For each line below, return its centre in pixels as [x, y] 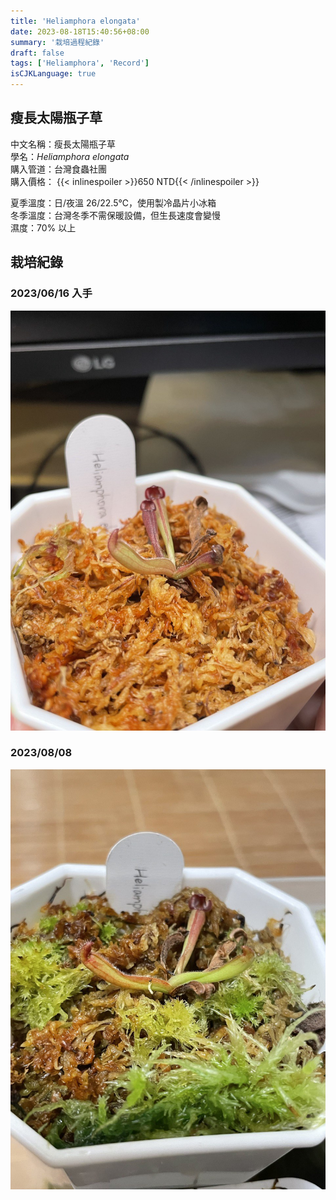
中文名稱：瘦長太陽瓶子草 [63, 144]
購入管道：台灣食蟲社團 [58, 169]
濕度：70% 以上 [43, 227]
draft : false [37, 53]
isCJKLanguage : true [53, 74]
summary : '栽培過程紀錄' [57, 42]
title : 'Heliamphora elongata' [75, 21]
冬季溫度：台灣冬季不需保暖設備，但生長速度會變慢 [115, 215]
